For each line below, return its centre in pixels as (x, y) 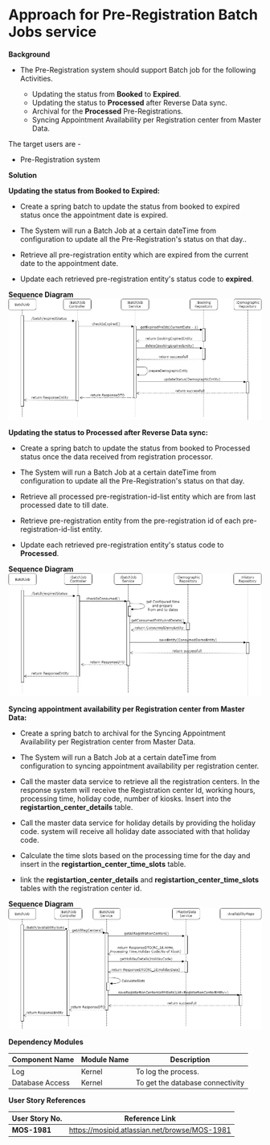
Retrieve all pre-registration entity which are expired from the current (134, 255)
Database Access (41, 1082)
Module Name (105, 1060)
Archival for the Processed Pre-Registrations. (107, 111)
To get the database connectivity (190, 1082)
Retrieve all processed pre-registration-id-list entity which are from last (138, 496)
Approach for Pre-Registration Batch (133, 15)
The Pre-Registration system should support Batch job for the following (138, 69)
